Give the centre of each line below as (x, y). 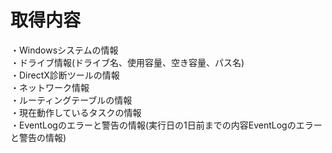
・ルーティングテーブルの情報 (71, 100)
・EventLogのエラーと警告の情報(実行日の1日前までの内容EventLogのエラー (166, 125)
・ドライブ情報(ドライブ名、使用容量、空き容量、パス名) (127, 62)
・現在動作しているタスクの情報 (76, 112)
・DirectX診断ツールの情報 (65, 75)
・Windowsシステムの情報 (64, 50)
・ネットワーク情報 (50, 87)
